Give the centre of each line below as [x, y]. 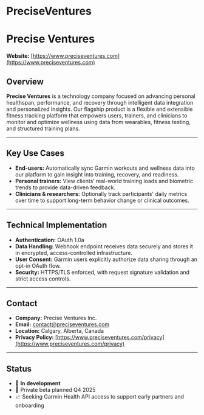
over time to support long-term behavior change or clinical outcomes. [102, 200]
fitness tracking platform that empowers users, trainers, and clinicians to [97, 115]
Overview [25, 81]
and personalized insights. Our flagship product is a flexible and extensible [100, 109]
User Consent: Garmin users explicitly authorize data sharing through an [106, 259]
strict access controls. [43, 279]
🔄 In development [38, 383]
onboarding [29, 405]
